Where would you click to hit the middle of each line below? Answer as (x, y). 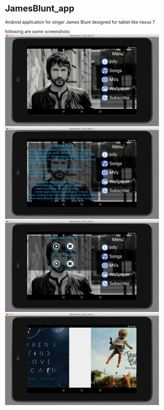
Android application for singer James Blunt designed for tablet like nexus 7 (80, 22)
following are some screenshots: (38, 31)
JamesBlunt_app (40, 9)
